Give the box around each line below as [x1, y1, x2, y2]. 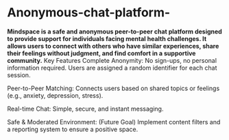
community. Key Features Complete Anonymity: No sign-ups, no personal [7, 56, 217, 64]
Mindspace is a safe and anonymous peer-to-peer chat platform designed [7, 27, 223, 36]
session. [7, 70, 31, 79]
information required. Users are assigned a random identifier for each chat [7, 64, 217, 72]
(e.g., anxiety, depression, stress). [7, 91, 104, 100]
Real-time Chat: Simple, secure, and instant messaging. [7, 104, 164, 113]
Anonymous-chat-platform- [7, 5, 171, 20]
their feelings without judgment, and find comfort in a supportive [7, 49, 196, 57]
